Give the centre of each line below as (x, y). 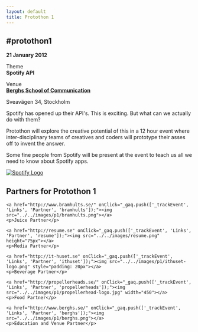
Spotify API (20, 73)
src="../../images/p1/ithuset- (147, 262)
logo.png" (18, 267)
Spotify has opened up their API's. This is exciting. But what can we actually (98, 113)
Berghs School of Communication (48, 91)
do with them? (23, 120)
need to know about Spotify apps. (47, 161)
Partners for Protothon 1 (51, 191)
